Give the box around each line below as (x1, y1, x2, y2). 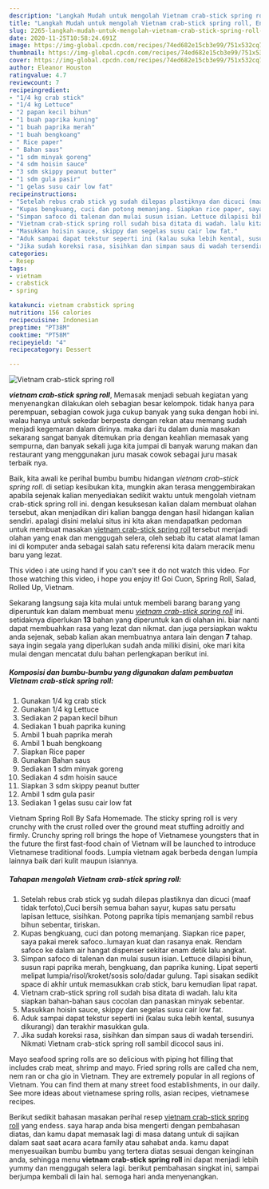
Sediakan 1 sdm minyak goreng (20, 764, 124, 774)
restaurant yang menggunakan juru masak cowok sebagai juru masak (9, 449, 238, 460)
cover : (9, 57, 31, 65)
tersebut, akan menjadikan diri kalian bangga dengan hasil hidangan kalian (9, 508, 255, 517)
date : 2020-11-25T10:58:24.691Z (9, 34, 117, 42)
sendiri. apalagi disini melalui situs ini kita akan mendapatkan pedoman (9, 517, 243, 526)
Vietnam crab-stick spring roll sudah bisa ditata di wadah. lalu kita (20, 988, 238, 998)
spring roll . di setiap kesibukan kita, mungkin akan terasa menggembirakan (9, 482, 255, 492)
